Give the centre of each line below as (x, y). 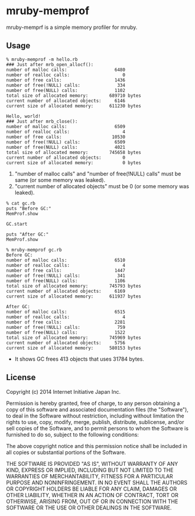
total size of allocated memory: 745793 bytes (74, 286)
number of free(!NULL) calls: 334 (66, 85)
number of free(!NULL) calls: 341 (66, 276)
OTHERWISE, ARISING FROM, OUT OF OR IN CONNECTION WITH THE (92, 501)
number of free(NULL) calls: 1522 (66, 332)
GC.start (17, 224)
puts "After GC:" (27, 234)
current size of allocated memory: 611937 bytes (74, 296)
